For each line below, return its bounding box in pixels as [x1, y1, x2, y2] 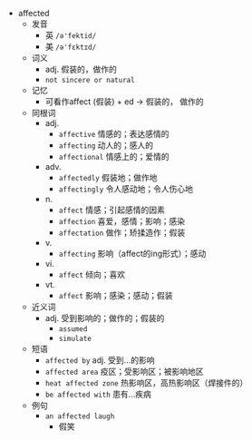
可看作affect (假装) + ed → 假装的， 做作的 [44, 96, 204, 107]
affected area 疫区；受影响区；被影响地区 [44, 367, 204, 376]
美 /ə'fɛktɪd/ [44, 41, 97, 52]
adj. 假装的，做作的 [44, 64, 118, 74]
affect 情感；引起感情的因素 [58, 204, 166, 215]
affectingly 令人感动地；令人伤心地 [58, 183, 193, 194]
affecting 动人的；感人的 [58, 140, 154, 151]
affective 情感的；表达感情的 [58, 129, 170, 139]
